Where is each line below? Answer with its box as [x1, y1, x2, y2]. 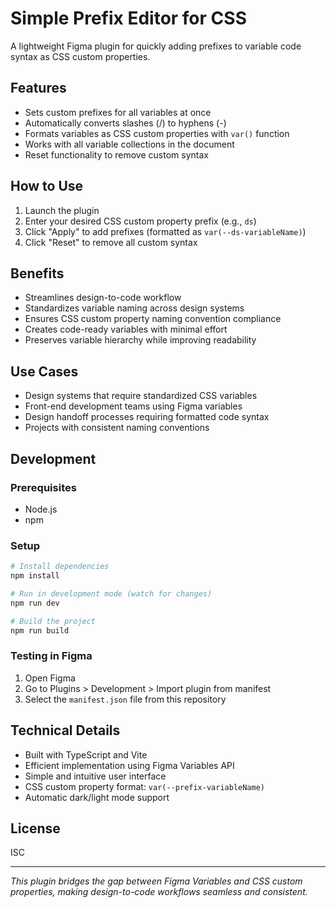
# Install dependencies [10, 562, 110, 572]
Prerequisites [10, 480, 77, 494]
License [10, 820, 61, 837]
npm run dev [10, 598, 60, 608]
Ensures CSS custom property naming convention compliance [24, 313, 282, 325]
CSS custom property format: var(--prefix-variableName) [24, 780, 265, 792]
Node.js [24, 503, 58, 515]
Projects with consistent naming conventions [24, 422, 210, 434]
